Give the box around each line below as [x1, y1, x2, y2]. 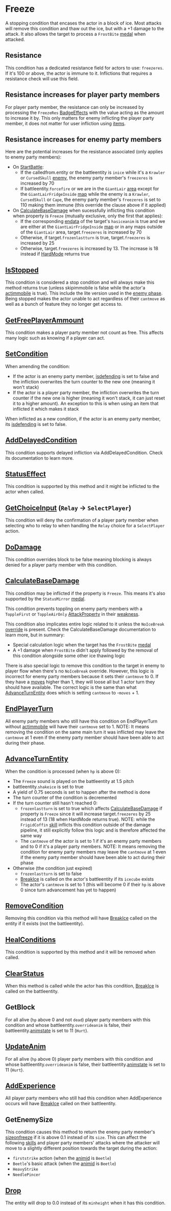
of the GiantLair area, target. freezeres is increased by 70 [20, 229, 142, 235]
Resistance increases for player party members [5, 91, 160, 99]
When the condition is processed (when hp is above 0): [5, 768, 121, 774]
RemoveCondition [5, 901, 64, 910]
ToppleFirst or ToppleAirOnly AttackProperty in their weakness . [5, 611, 140, 617]
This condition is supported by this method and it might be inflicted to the [5, 483, 160, 489]
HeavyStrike [12, 1167, 38, 1172]
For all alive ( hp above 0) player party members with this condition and [5, 1056, 153, 1062]
